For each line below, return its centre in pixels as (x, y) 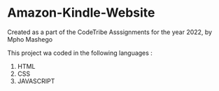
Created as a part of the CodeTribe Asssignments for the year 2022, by (109, 32)
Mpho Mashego (30, 39)
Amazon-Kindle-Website (81, 13)
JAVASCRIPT (36, 81)
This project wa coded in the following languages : (80, 53)
